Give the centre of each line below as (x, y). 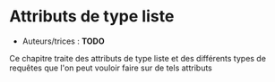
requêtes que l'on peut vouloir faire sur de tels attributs (111, 68)
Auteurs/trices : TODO (63, 41)
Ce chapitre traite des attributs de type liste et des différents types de (138, 58)
